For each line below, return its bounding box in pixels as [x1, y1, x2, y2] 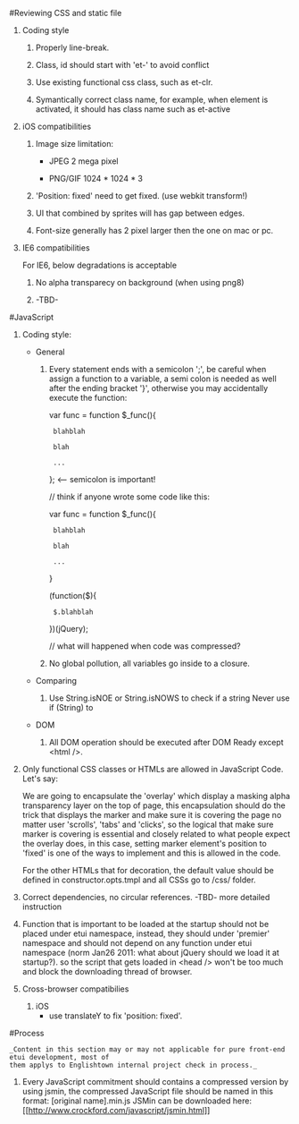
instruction [21, 901, 62, 912]
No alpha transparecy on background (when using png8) [35, 277, 245, 287]
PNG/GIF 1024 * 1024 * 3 [48, 174, 144, 183]
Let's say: [21, 773, 58, 784]
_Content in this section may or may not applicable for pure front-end [9, 1045, 286, 1054]
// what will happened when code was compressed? [48, 641, 241, 651]
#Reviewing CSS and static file [9, 8, 122, 18]
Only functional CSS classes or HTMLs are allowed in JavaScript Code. [21, 764, 284, 774]
